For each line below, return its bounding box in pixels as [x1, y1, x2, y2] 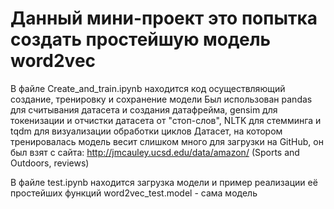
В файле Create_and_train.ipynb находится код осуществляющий [10, 82, 286, 94]
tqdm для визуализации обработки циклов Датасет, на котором [10, 125, 283, 137]
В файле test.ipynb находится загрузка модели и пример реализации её [10, 176, 318, 188]
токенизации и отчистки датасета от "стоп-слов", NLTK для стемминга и [10, 114, 322, 126]
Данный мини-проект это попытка [10, 7, 318, 30]
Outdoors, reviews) [10, 157, 90, 169]
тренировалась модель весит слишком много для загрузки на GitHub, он [10, 135, 324, 147]
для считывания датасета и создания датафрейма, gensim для [10, 103, 278, 116]
